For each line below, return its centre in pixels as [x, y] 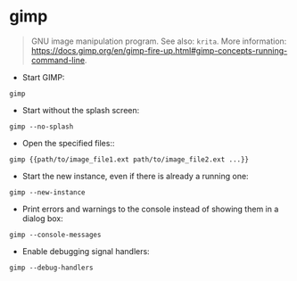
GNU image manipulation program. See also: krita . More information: [159, 41]
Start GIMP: [43, 77]
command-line [58, 60]
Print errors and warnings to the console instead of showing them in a [150, 209]
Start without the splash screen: [81, 110]
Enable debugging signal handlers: [86, 251]
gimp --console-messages [55, 235]
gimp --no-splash [41, 127]
